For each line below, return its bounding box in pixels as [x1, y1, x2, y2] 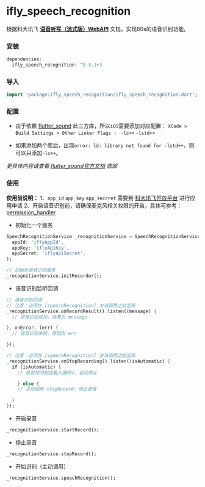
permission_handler [6, 209, 56, 216]
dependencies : [6, 56, 43, 62]
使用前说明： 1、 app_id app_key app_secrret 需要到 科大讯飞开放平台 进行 [6, 194, 190, 201]
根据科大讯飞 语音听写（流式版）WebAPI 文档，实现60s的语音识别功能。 [6, 25, 189, 32]
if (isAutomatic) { [12, 364, 62, 370]
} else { [17, 380, 40, 387]
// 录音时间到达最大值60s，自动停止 [17, 369, 98, 376]
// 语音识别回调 [6, 297, 42, 303]
